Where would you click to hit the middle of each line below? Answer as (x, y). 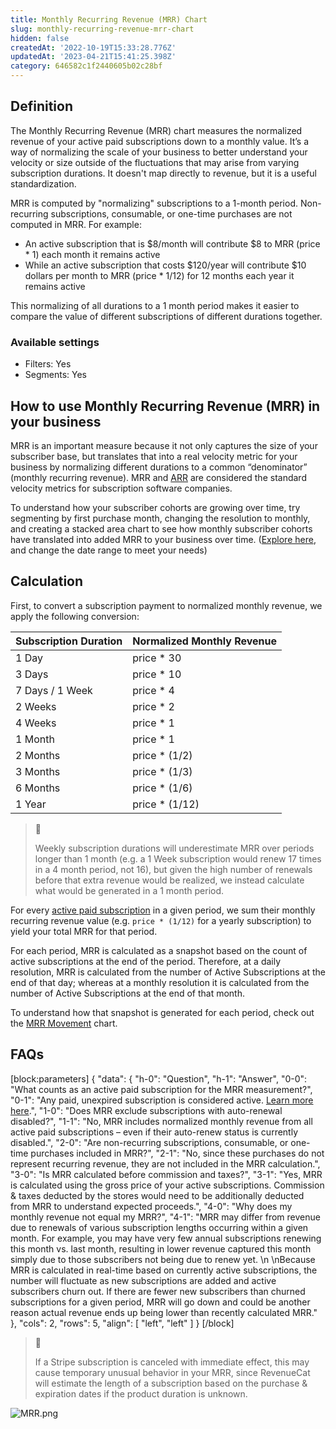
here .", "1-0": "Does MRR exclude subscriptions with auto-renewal (146, 1110)
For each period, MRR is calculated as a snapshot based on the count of (159, 950)
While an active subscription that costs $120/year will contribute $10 (165, 265)
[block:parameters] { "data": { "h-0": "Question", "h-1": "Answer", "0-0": (159, 1078)
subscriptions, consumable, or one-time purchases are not (171, 213)
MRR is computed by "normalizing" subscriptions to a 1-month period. (154, 203)
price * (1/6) (162, 788)
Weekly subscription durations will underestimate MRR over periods (174, 848)
